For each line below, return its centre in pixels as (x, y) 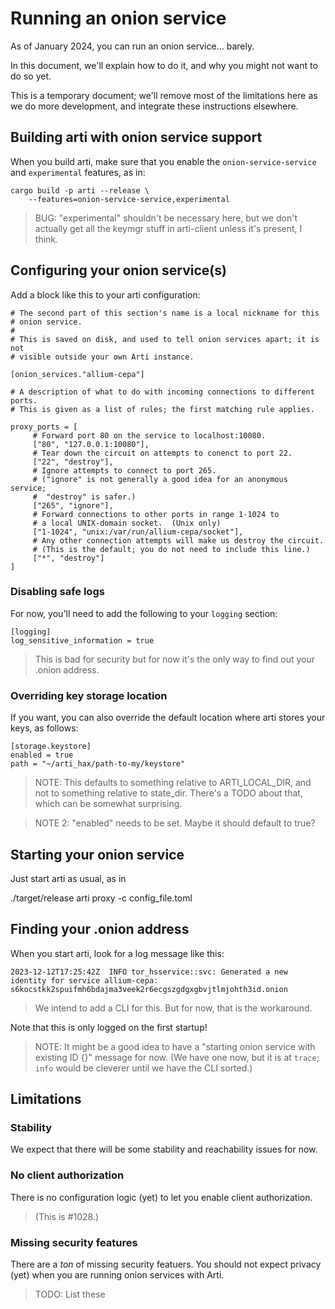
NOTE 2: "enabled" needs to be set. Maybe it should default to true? (175, 823)
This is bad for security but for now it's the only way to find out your (174, 659)
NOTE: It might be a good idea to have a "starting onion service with (175, 1046)
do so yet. (31, 76)
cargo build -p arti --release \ (80, 190)
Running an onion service (118, 18)
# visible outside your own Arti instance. (102, 357)
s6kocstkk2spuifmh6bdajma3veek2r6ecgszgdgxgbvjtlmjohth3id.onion (149, 989)
